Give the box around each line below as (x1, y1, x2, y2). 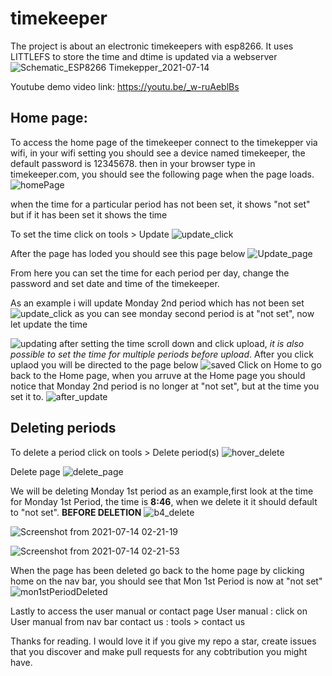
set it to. (10, 390, 44, 402)
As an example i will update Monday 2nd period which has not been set (10, 297, 305, 309)
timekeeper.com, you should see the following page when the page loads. (10, 168, 315, 180)
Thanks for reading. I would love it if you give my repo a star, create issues (10, 635, 317, 647)
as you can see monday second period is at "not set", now (74, 307, 315, 319)
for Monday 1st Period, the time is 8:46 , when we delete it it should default (10, 495, 318, 507)
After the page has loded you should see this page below (10, 247, 246, 259)
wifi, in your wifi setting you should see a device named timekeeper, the (10, 147, 306, 159)
